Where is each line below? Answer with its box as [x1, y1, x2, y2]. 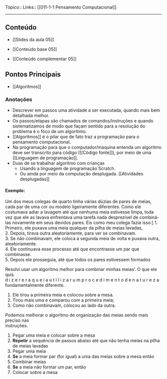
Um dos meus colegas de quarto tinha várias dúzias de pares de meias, [5, 199, 152, 205]
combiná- [139, 214, 160, 221]
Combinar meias [12, 359, 46, 365]
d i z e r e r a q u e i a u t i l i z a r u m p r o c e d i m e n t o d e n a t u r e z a [5, 277, 160, 283]
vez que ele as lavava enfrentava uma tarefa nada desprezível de [5, 214, 139, 221]
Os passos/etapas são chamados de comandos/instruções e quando [12, 118, 154, 124]
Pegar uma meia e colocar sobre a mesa [12, 332, 95, 338]
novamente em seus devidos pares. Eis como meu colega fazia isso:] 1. [12, 220, 158, 226]
